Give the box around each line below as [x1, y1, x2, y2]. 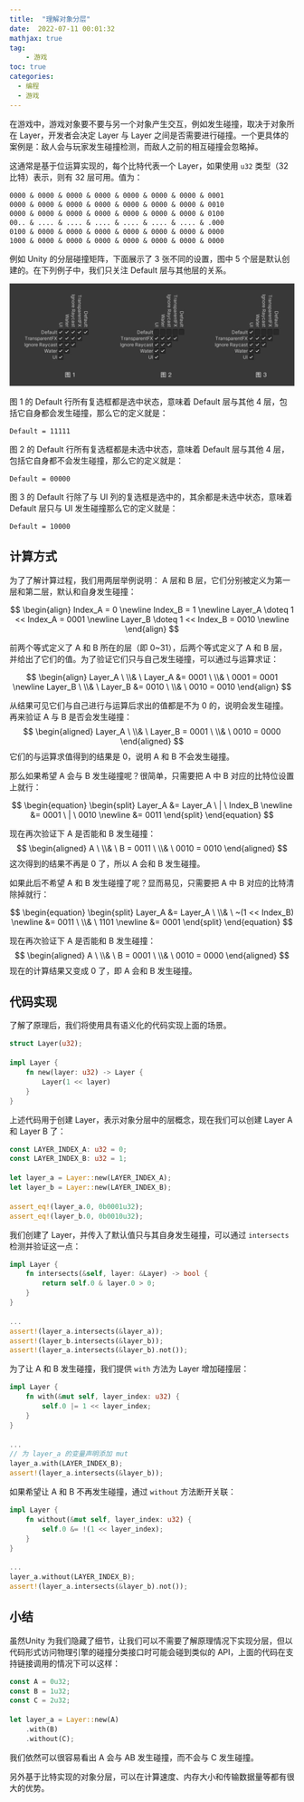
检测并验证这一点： [9, 1241, 81, 1252]
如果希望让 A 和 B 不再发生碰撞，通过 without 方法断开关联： [9, 1486, 237, 1496]
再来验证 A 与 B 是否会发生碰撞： [9, 711, 133, 722]
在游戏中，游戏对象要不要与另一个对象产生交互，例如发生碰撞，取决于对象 [9, 118, 287, 129]
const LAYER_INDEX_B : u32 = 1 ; [9, 1154, 128, 1164]
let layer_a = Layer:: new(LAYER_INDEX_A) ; [9, 1174, 172, 1183]
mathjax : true [9, 34, 63, 43]
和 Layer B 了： [9, 1125, 66, 1136]
